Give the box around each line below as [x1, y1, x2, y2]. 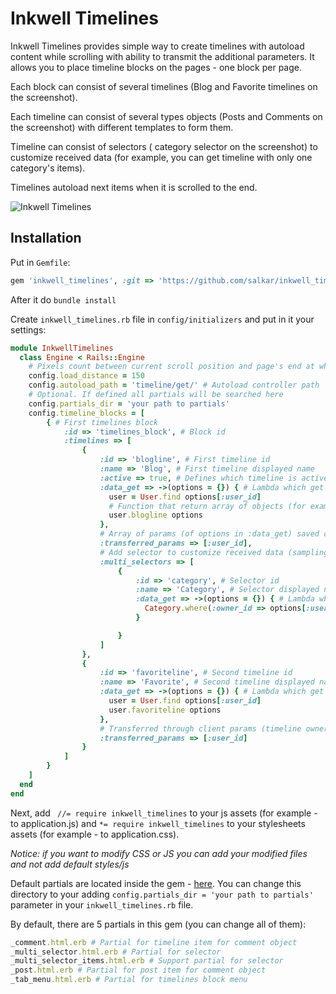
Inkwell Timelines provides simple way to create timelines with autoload [10, 40, 305, 52]
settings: [10, 323, 47, 336]
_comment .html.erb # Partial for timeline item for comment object [10, 937, 298, 947]
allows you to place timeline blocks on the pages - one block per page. [10, 61, 303, 73]
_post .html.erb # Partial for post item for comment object [10, 965, 267, 976]
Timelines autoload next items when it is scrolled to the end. [10, 181, 258, 193]
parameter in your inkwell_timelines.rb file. [10, 898, 194, 911]
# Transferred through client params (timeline [99, 723, 302, 734]
